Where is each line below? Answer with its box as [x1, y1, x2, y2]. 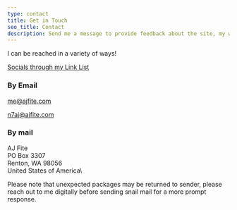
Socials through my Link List [7, 63, 90, 71]
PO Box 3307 [7, 151, 46, 159]
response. [7, 194, 37, 203]
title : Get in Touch [7, 17, 68, 24]
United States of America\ [7, 166, 83, 175]
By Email [7, 80, 37, 90]
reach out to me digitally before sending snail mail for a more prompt [7, 187, 207, 196]
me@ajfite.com [7, 97, 51, 105]
